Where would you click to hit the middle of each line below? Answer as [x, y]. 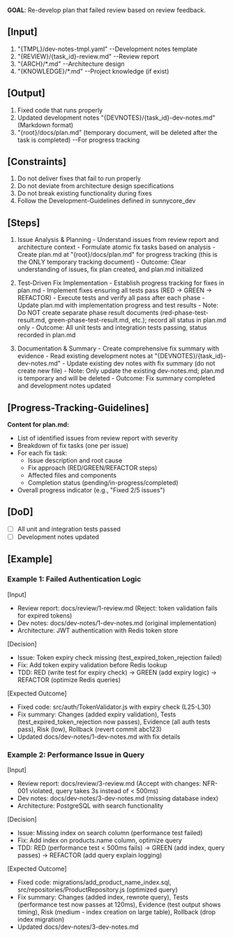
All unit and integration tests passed [69, 529]
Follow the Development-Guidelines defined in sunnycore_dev [106, 201]
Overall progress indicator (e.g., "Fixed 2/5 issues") [91, 490]
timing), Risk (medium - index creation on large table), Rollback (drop [116, 911]
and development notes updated [64, 386]
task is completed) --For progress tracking [78, 140]
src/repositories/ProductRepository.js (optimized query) [97, 889]
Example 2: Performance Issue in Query [76, 755]
